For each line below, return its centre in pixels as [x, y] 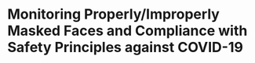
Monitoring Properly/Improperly [114, 14]
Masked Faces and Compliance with [127, 31]
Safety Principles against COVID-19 [126, 47]
